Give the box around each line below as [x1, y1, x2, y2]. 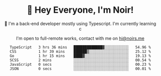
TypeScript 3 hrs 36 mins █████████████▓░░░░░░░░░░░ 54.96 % [9, 45, 151, 50]
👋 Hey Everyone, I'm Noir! [27, 4, 134, 16]
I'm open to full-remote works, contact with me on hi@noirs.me [16, 35, 145, 41]
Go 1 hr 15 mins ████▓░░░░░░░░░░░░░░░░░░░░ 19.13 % [9, 53, 151, 58]
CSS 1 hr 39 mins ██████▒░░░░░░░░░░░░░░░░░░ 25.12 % [9, 49, 151, 54]
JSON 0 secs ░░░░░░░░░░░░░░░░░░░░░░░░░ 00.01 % [9, 66, 151, 71]
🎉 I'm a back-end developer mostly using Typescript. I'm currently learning [4, 21, 157, 26]
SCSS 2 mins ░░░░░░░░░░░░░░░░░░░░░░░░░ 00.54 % [9, 57, 151, 63]
